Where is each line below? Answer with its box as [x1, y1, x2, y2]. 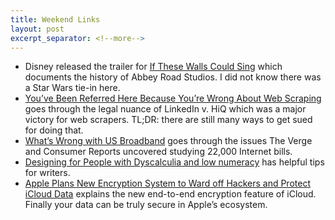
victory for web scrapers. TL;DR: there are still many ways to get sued [24, 114, 313, 126]
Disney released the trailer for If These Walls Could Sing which [24, 61, 283, 73]
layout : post [10, 24, 65, 34]
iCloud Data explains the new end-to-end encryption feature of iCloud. [24, 188, 317, 200]
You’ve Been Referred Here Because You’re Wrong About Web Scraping [24, 92, 322, 105]
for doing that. [24, 124, 84, 136]
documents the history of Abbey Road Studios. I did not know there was [24, 71, 322, 83]
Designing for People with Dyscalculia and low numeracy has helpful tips [24, 156, 325, 168]
